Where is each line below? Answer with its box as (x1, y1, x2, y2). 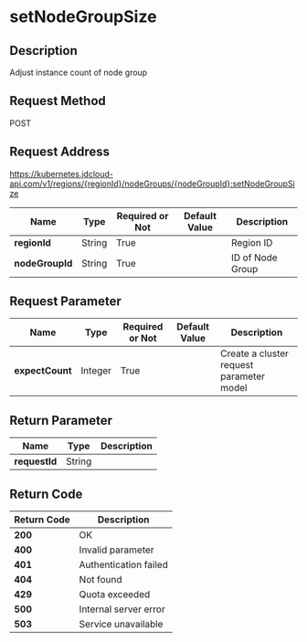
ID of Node (231, 251, 278, 264)
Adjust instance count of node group (9, 67, 148, 78)
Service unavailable (79, 618, 164, 631)
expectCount (14, 364, 72, 377)
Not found (79, 574, 122, 586)
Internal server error (79, 603, 166, 616)
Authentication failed (79, 559, 169, 572)
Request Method (9, 93, 107, 109)
